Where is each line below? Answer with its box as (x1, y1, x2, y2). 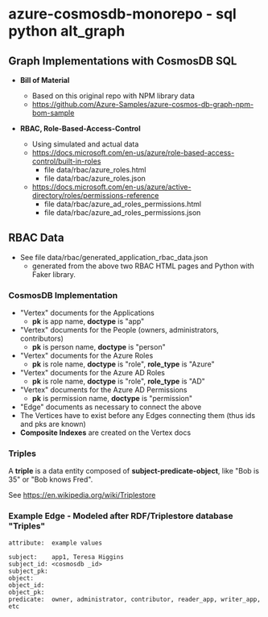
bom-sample (31, 108, 75, 118)
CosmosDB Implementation (8, 289, 118, 300)
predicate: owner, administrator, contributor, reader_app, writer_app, (8, 595, 262, 603)
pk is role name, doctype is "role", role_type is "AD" (31, 376, 205, 387)
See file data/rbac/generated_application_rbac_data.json (19, 252, 208, 262)
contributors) (19, 333, 64, 343)
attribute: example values (8, 539, 103, 547)
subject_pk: (8, 567, 48, 575)
